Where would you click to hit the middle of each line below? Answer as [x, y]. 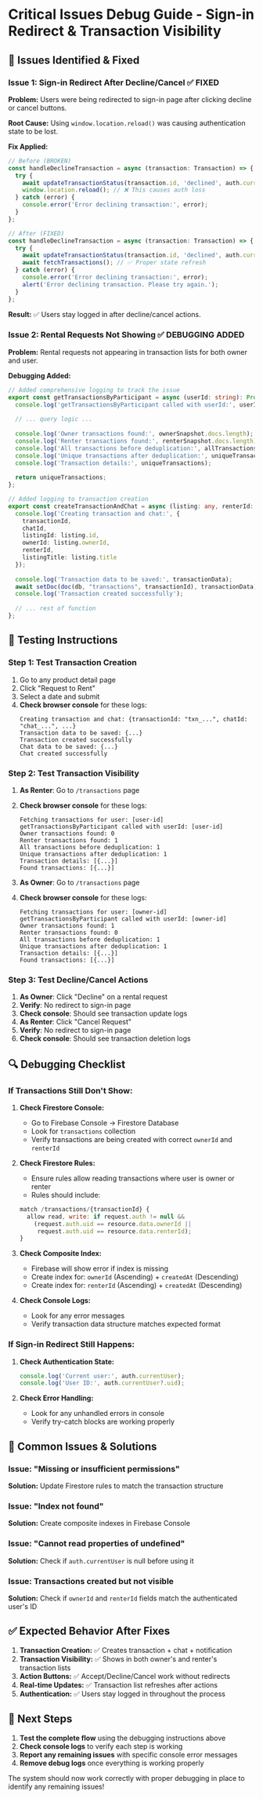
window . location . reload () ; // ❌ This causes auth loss [114, 190]
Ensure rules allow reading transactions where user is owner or [133, 1178]
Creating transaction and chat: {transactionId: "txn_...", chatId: [133, 719]
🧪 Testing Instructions [63, 640]
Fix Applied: [28, 146]
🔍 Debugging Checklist [67, 1064]
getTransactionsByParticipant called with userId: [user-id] [121, 827]
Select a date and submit [59, 696]
